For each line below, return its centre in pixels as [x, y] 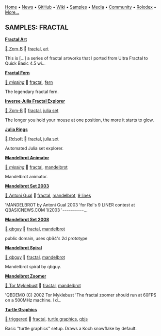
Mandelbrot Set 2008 [27, 219]
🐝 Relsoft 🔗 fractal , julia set [32, 139]
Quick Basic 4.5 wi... [25, 63]
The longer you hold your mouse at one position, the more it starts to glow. [80, 120]
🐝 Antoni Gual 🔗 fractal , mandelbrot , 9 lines [48, 195]
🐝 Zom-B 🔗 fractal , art [27, 49]
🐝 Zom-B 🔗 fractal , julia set [32, 110]
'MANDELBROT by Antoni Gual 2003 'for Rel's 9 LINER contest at [70, 205]
